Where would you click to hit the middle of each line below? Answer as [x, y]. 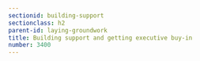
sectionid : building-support [56, 15]
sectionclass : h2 [37, 23]
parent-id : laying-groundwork [58, 30]
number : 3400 [30, 45]
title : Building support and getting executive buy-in [100, 38]
